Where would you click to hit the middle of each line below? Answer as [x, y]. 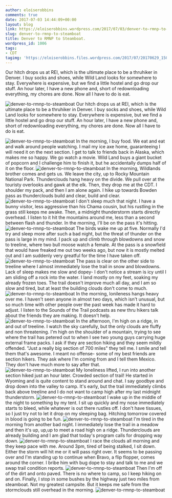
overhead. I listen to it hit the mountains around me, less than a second [80, 217]
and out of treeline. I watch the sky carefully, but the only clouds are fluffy [83, 327]
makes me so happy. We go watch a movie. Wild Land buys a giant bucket [84, 157]
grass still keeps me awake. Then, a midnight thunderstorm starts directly [83, 212]
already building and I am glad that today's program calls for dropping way [84, 435]
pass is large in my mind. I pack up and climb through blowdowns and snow [85, 240]
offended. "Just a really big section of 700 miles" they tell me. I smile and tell [86, 348]
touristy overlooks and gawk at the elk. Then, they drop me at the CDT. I [81, 185]
